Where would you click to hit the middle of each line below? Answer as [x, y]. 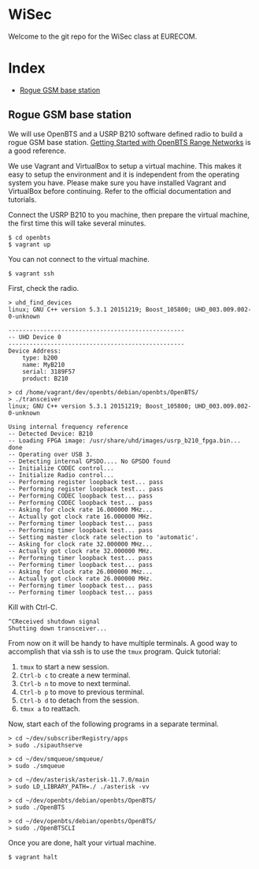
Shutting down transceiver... [58, 628]
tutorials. [22, 200]
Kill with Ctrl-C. [33, 607]
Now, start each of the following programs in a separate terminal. [113, 724]
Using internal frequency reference [68, 427]
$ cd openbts [30, 237]
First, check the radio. [44, 288]
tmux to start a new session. [64, 666]
